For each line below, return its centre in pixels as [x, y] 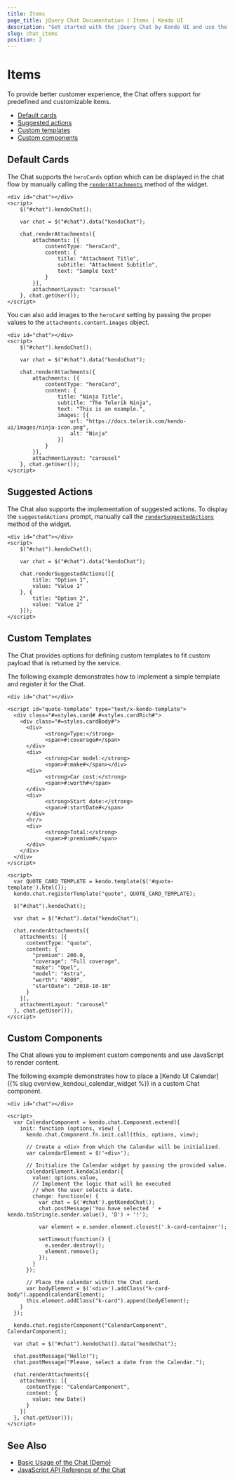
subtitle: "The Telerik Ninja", [105, 403]
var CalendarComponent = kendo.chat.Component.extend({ [97, 1122]
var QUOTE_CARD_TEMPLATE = [53, 881]
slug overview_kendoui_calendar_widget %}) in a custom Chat [110, 1084]
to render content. [33, 1063]
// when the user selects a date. [83, 1190]
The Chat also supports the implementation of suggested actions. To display [117, 509]
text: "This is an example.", [101, 409]
